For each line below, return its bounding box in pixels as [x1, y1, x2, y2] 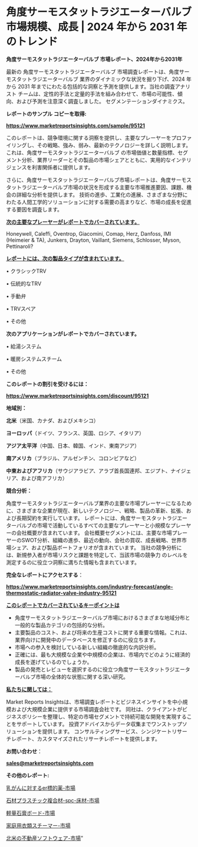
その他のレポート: [6, 771, 49, 778]
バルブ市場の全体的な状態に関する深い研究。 [19, 673, 128, 680]
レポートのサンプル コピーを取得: [6, 110, 87, 117]
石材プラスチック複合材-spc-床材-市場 [6, 797, 100, 804]
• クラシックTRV [6, 267, 47, 275]
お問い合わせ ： [6, 748, 42, 755]
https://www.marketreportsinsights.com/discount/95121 [6, 392, 149, 399]
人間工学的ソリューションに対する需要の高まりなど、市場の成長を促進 [21, 198, 192, 206]
